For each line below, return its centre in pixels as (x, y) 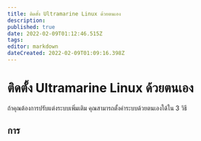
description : (27, 20)
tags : (15, 40)
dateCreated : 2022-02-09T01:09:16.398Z (66, 54)
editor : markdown (33, 47)
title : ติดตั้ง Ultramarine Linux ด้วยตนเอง (64, 14)
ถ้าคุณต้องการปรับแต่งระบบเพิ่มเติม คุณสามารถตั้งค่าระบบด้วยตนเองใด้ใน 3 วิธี (97, 108)
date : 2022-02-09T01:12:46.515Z (55, 33)
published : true (31, 27)
